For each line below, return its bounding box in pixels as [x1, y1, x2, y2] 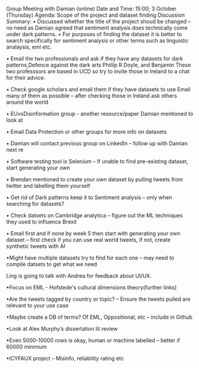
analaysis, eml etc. [6, 43, 52, 50]
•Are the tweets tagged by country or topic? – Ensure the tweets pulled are [6, 295, 191, 303]
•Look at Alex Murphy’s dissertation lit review [6, 325, 118, 332]
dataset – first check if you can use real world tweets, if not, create [6, 237, 171, 243]
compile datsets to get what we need [6, 261, 97, 268]
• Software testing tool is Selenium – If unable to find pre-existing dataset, [6, 158, 188, 164]
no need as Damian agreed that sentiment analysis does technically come [6, 24, 188, 31]
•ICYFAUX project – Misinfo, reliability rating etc [6, 355, 124, 362]
